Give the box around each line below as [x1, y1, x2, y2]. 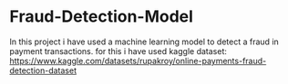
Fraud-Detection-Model [9, 6, 194, 27]
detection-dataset [9, 65, 77, 76]
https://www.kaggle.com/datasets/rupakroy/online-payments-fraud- [9, 55, 267, 66]
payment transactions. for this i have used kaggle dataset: [9, 45, 228, 56]
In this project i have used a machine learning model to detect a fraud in [9, 36, 280, 47]
